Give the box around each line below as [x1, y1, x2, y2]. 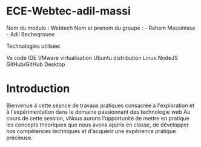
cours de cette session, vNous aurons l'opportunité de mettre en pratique [6, 114, 189, 122]
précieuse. [6, 134, 33, 141]
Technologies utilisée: [6, 42, 61, 50]
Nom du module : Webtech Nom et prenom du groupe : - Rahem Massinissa [6, 24, 196, 31]
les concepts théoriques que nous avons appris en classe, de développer [6, 121, 189, 128]
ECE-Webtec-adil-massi [6, 4, 131, 18]
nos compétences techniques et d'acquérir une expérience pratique [6, 127, 176, 134]
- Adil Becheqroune [6, 30, 55, 38]
